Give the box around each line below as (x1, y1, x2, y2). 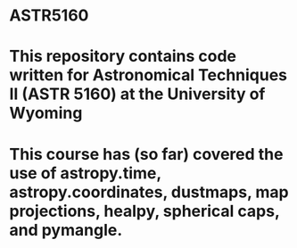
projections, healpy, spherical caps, (9, 201, 280, 221)
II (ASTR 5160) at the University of (9, 84, 266, 104)
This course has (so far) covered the (9, 144, 284, 164)
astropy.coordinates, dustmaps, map (9, 182, 290, 202)
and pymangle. (9, 219, 123, 240)
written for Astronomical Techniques (9, 65, 288, 86)
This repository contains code (9, 46, 237, 67)
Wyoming (9, 103, 83, 123)
